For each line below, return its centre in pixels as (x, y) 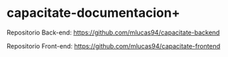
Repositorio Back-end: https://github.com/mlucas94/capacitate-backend (113, 32)
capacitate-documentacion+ (93, 13)
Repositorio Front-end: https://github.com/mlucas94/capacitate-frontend (114, 46)
